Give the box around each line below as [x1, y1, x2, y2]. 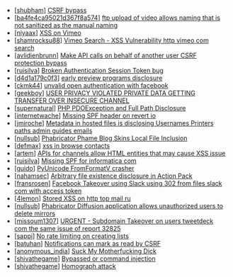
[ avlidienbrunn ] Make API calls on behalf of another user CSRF [13, 51, 197, 60]
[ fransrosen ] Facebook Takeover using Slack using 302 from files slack [13, 179, 222, 187]
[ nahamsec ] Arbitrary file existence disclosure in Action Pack [13, 171, 193, 180]
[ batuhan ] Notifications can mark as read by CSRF [13, 239, 161, 247]
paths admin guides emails [13, 127, 93, 135]
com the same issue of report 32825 [13, 225, 121, 232]
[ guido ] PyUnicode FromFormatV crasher [13, 164, 135, 172]
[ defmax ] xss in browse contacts [13, 142, 110, 149]
